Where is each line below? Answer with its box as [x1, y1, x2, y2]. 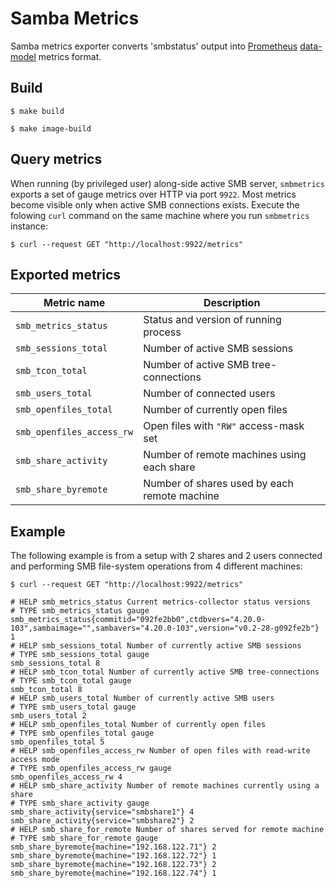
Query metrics [10, 151, 103, 168]
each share [143, 460, 196, 474]
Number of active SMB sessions [143, 342, 294, 356]
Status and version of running [143, 313, 282, 327]
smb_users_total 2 [10, 711, 87, 721]
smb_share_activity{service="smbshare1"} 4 [10, 807, 195, 817]
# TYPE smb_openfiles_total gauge [10, 728, 155, 739]
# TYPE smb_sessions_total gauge [10, 650, 150, 660]
